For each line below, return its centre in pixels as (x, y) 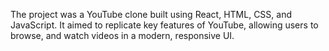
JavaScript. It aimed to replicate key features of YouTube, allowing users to (164, 25)
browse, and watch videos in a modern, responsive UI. (122, 35)
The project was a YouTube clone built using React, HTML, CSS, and (151, 14)
